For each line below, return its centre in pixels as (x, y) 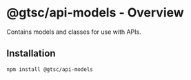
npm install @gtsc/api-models (50, 69)
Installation (31, 53)
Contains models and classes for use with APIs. (74, 32)
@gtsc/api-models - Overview (95, 13)
